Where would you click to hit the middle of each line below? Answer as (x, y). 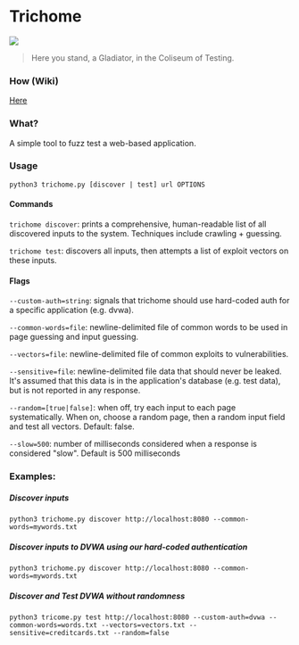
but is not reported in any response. (75, 391)
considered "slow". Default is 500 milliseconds (95, 453)
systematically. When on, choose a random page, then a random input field (147, 418)
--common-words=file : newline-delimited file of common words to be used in (149, 327)
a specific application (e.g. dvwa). (71, 310)
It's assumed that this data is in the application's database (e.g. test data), (145, 381)
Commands (31, 204)
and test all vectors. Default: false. (72, 426)
